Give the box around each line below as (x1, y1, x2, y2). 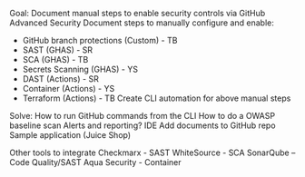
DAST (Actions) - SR (22, 74, 100, 84)
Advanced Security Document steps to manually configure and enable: (9, 17, 274, 28)
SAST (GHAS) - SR (22, 44, 93, 55)
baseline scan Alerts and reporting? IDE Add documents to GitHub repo (9, 120, 276, 131)
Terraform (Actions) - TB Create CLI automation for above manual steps (22, 93, 291, 103)
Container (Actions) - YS (22, 84, 115, 93)
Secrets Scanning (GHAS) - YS (22, 64, 139, 74)
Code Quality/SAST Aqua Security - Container (9, 157, 182, 167)
